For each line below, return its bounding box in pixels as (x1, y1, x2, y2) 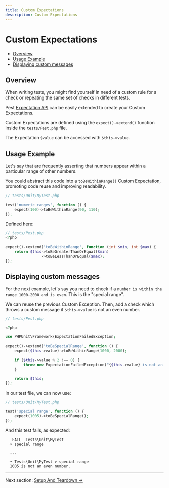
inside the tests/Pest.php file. (5, 125, 67, 131)
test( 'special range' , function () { (5, 409, 84, 414)
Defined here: (5, 221, 34, 227)
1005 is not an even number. (10, 463, 71, 469)
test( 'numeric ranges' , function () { (5, 202, 87, 207)
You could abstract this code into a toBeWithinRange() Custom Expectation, (5, 178, 161, 184)
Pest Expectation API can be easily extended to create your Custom (5, 105, 146, 111)
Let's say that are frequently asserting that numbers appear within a (5, 163, 146, 169)
